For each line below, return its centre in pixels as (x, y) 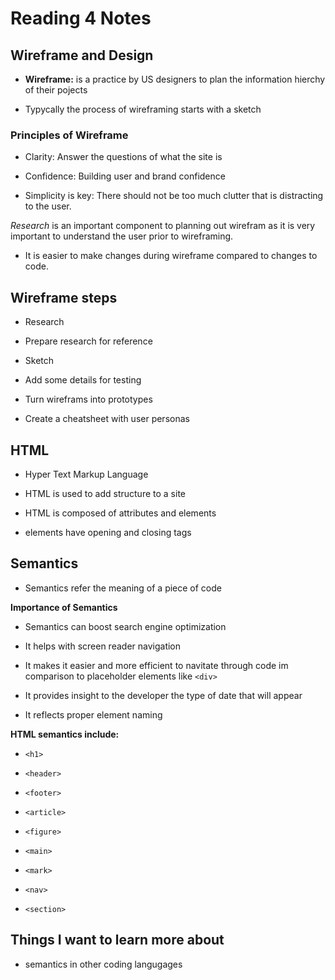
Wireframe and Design (82, 55)
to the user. (48, 206)
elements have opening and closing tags (108, 532)
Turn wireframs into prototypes (88, 399)
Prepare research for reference (88, 341)
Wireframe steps (64, 297)
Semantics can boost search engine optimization (125, 626)
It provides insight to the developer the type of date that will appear (163, 695)
